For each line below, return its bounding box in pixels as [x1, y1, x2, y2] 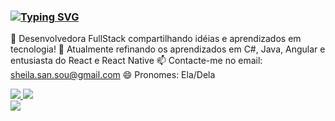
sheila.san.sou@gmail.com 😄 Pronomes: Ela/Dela [10, 69, 216, 81]
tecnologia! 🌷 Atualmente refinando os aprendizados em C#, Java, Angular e [10, 43, 326, 55]
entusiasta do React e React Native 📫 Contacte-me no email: [10, 55, 263, 67]
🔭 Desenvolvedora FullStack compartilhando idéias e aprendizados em [10, 33, 302, 45]
